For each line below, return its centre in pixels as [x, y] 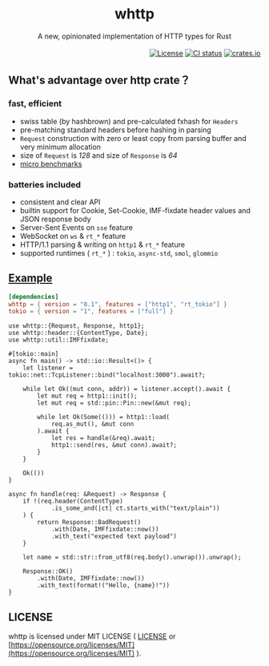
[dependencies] [34, 297]
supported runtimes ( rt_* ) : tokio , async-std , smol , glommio [119, 252]
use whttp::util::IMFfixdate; [59, 340]
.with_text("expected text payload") [114, 537]
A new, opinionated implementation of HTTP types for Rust [134, 36]
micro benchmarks [51, 163]
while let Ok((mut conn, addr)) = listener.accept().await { [126, 390]
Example [30, 279]
